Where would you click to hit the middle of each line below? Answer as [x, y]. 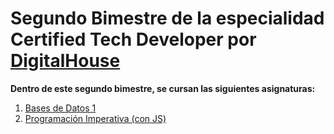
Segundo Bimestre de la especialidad [167, 18]
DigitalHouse [65, 61]
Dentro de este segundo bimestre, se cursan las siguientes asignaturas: [163, 88]
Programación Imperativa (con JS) [95, 118]
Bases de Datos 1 [60, 108]
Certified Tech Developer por [133, 39]
